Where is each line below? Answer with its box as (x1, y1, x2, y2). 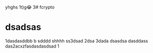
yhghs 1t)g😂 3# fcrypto (5, 4, 55, 10)
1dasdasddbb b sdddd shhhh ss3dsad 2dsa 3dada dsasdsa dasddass (5, 38, 149, 44)
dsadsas (5, 22, 41, 33)
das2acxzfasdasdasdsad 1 (5, 43, 60, 49)
